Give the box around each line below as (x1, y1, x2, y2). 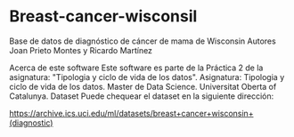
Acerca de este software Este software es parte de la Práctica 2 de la (9, 62, 264, 73)
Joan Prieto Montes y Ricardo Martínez (9, 44, 153, 55)
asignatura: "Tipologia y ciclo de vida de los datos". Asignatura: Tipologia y (9, 71, 285, 82)
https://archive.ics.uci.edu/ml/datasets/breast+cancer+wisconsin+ (9, 108, 254, 118)
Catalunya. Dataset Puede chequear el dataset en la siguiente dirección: (9, 91, 274, 101)
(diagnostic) (9, 117, 53, 128)
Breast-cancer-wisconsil (9, 6, 198, 27)
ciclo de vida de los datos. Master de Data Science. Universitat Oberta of (9, 81, 277, 92)
